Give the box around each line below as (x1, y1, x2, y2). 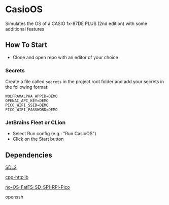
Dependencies (5, 150, 52, 159)
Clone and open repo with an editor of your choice (12, 54, 118, 60)
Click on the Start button (12, 136, 64, 142)
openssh (5, 194, 24, 200)
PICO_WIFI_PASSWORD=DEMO (5, 107, 58, 113)
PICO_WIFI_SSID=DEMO (5, 103, 49, 108)
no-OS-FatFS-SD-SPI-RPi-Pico (5, 184, 70, 190)
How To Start (5, 41, 47, 49)
